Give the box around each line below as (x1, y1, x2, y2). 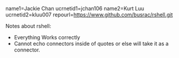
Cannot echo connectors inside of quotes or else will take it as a (13, 40, 169, 47)
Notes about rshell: (5, 23, 51, 29)
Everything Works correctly (13, 34, 80, 40)
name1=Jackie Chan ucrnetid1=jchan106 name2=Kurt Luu (5, 5, 144, 12)
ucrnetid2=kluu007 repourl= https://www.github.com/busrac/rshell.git (5, 11, 173, 18)
